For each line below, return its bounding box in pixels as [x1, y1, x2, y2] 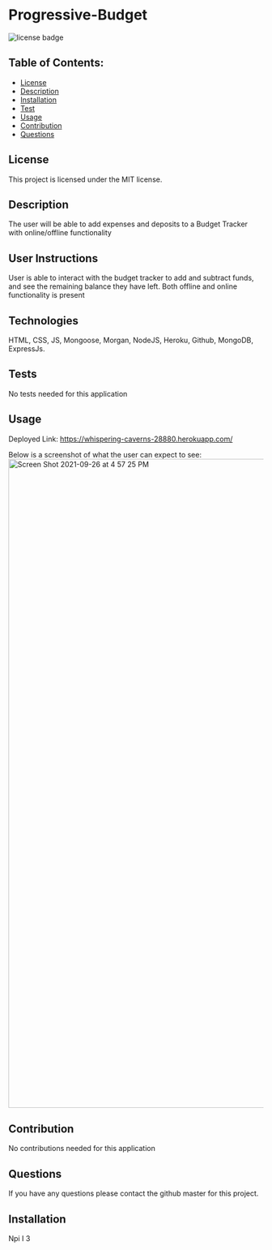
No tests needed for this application [8, 389, 128, 398]
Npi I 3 [8, 1234, 31, 1244]
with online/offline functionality [8, 228, 112, 238]
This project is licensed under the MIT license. [8, 174, 163, 184]
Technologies [8, 314, 79, 328]
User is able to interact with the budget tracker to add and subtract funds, [8, 273, 254, 283]
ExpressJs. [8, 344, 46, 354]
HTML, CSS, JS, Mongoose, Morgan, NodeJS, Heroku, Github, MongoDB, [8, 335, 253, 345]
